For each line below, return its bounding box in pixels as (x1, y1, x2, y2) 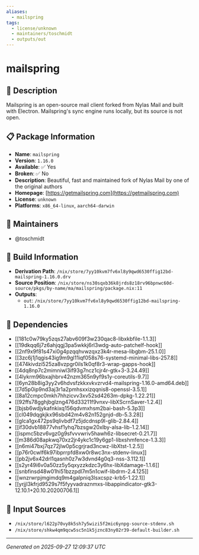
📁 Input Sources (6, 504, 66, 514)
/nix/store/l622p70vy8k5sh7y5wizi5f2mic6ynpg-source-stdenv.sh (14, 521, 175, 527)
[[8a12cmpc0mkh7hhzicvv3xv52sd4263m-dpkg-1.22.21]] (14, 392, 156, 399)
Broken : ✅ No (14, 170, 49, 177)
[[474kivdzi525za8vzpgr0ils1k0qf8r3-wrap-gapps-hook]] (14, 361, 156, 368)
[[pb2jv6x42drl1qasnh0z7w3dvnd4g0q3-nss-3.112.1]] (14, 455, 146, 462)
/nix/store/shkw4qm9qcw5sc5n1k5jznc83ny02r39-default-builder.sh (14, 527, 179, 534)
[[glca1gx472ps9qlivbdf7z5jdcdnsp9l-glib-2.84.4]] (14, 417, 139, 425)
